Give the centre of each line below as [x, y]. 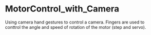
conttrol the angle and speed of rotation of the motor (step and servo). [75, 27]
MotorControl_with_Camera [62, 9]
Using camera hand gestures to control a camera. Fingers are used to [75, 22]
